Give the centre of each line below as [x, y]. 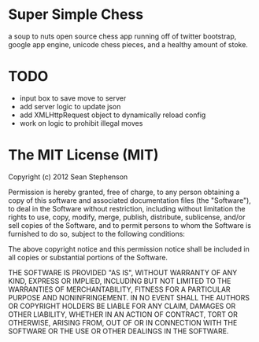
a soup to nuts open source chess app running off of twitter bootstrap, [122, 36]
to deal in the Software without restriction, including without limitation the [127, 208]
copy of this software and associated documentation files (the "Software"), [130, 200]
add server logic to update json [70, 106]
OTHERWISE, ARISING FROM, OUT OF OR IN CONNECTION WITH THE [123, 322]
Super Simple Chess [76, 15]
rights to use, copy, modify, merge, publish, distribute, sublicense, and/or [127, 217]
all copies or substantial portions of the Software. [88, 257]
